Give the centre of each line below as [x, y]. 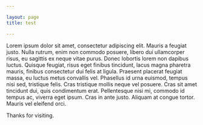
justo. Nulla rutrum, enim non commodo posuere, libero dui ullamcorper [95, 52]
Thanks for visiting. [30, 115]
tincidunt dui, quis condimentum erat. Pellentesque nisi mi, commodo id [95, 90]
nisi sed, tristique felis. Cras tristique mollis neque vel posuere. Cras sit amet [102, 84]
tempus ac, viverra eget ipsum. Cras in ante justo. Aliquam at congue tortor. [101, 97]
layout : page [23, 17]
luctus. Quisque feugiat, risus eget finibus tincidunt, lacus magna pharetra [98, 65]
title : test [21, 23]
